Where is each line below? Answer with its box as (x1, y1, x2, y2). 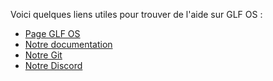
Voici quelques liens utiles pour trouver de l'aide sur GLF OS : (10, 9, 263, 20)
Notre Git (24, 49, 63, 61)
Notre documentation (24, 39, 113, 50)
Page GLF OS (24, 28, 81, 39)
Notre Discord (24, 60, 83, 71)
